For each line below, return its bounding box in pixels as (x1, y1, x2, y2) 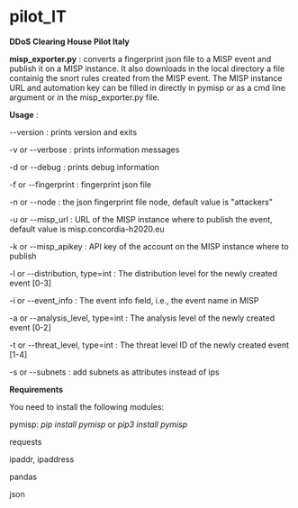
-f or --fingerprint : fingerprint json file (9, 178, 151, 190)
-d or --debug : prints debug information (9, 161, 160, 172)
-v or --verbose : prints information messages (9, 144, 180, 155)
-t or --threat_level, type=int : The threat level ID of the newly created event (9, 340, 290, 350)
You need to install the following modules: (9, 401, 165, 412)
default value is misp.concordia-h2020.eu (9, 223, 165, 234)
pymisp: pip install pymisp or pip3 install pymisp (9, 419, 188, 430)
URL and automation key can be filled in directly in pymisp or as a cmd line (9, 82, 286, 93)
